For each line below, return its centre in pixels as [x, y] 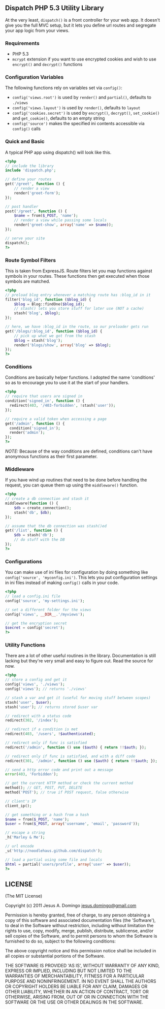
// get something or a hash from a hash [47, 814]
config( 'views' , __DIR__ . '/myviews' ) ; [45, 614]
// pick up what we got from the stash [55, 336]
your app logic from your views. [37, 30]
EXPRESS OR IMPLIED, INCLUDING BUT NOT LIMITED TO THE [68, 971]
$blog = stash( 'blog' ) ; [38, 340]
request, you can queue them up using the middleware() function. [72, 485]
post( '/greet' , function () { [36, 211]
